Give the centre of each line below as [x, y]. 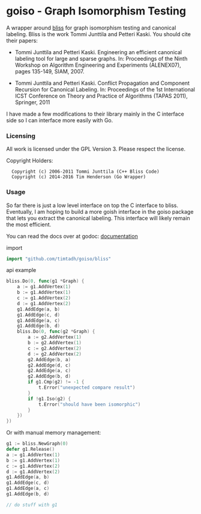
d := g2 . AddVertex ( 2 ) [55, 354]
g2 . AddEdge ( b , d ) [49, 376]
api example [21, 270]
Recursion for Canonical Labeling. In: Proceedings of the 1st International [105, 89]
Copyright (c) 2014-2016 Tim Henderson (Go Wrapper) [79, 177]
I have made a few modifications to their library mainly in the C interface [95, 114]
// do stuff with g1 [32, 505]
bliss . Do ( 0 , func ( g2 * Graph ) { [56, 332]
